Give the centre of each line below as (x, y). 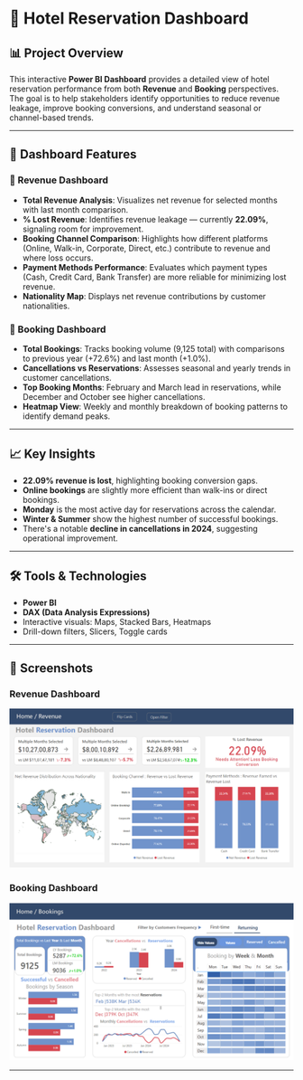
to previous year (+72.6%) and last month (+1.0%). (116, 358)
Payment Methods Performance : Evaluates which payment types (145, 267)
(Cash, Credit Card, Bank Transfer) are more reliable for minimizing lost (154, 277)
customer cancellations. (67, 377)
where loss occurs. (58, 258)
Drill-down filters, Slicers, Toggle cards (95, 631)
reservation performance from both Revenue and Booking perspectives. (144, 89)
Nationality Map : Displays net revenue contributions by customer (144, 296)
